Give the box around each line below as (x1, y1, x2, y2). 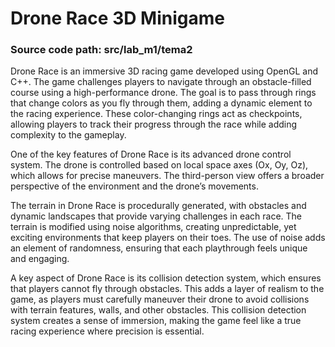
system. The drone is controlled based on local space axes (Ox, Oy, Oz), (10, 159, 309, 171)
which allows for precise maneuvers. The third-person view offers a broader (10, 170, 325, 182)
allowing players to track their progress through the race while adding (10, 118, 298, 131)
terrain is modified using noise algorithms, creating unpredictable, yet (10, 221, 297, 233)
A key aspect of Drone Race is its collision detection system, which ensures (10, 272, 322, 284)
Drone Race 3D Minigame (10, 7, 225, 30)
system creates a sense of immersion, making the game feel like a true (10, 315, 302, 327)
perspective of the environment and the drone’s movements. (10, 180, 259, 192)
